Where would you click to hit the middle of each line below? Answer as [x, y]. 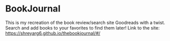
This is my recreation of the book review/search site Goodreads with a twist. [85, 22]
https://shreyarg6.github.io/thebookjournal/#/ [53, 33]
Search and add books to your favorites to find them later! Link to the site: [82, 27]
